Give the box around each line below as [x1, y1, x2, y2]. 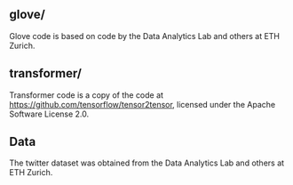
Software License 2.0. [9, 109, 90, 119]
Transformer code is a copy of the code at [9, 89, 164, 101]
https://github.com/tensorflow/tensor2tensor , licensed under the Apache [9, 99, 276, 109]
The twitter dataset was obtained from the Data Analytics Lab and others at [9, 157, 285, 168]
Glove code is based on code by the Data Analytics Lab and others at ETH [9, 30, 281, 41]
